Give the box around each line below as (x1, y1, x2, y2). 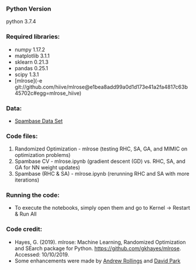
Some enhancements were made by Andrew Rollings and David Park (14, 257, 181, 264)
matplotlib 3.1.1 (14, 52, 50, 59)
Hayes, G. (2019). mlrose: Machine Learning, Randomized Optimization (14, 238, 186, 245)
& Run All (14, 210, 37, 218)
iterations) (14, 176, 40, 183)
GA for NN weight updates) (14, 164, 80, 171)
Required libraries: (6, 33, 60, 41)
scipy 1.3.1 (14, 71, 39, 78)
